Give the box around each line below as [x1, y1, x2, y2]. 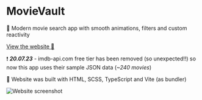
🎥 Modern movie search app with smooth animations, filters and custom [6, 24, 187, 32]
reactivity [6, 30, 31, 38]
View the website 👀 [6, 43, 55, 50]
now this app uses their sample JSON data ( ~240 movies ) [6, 63, 151, 71]
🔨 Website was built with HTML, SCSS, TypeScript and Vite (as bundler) [6, 75, 187, 83]
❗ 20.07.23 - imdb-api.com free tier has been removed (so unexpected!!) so [6, 55, 197, 62]
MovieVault [6, 4, 65, 18]
